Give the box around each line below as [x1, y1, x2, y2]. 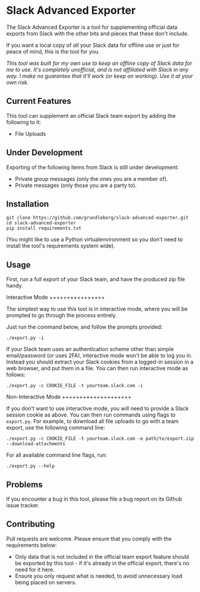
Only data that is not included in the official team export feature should [14, 553, 189, 560]
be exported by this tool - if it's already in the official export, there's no [14, 560, 190, 567]
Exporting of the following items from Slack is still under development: [6, 163, 179, 171]
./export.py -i [6, 335, 44, 341]
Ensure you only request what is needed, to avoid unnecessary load [14, 572, 183, 579]
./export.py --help [6, 463, 55, 469]
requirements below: [6, 542, 57, 549]
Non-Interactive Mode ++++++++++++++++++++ [6, 393, 132, 400]
